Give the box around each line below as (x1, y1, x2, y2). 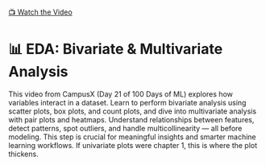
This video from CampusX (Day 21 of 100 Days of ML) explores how (8, 89, 234, 99)
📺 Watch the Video (8, 7, 73, 17)
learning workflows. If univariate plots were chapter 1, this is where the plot (8, 140, 258, 150)
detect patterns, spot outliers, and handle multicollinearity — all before (8, 123, 243, 133)
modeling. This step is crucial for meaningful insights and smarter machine (8, 132, 256, 142)
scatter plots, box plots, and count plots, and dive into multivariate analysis (8, 106, 256, 116)
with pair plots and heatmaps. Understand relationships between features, (8, 114, 255, 124)
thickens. (8, 149, 39, 159)
